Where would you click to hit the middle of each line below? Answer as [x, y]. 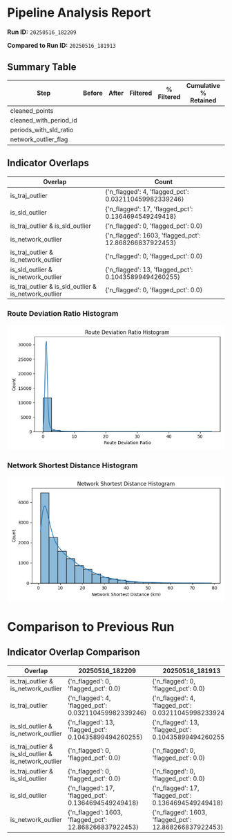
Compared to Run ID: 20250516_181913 [61, 45]
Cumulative [203, 86]
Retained [203, 100]
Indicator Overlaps [48, 163]
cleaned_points [32, 110]
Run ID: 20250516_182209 [42, 32]
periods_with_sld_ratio [42, 130]
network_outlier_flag [39, 139]
